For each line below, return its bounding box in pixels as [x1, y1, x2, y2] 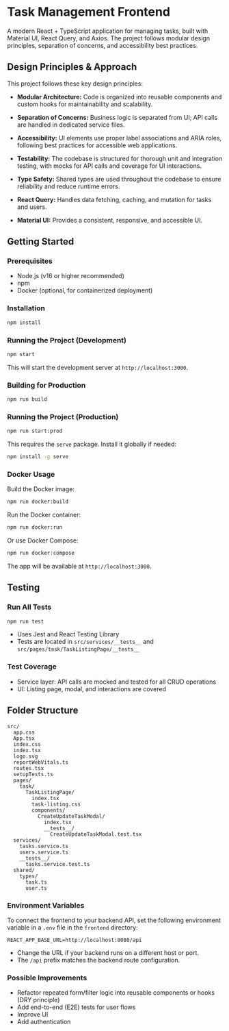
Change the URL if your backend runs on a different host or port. [16, 948, 200, 956]
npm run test [7, 618, 44, 625]
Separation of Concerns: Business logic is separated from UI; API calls [16, 113, 218, 121]
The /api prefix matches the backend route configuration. [16, 956, 180, 964]
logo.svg [13, 753, 38, 760]
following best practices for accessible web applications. [16, 141, 178, 149]
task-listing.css [31, 801, 81, 808]
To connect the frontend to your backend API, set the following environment [7, 916, 221, 924]
